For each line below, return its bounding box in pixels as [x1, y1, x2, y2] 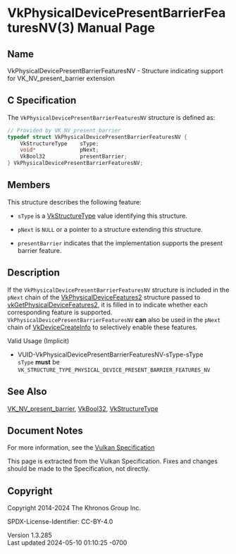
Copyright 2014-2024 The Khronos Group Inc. [7, 504, 141, 512]
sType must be [17, 357, 60, 366]
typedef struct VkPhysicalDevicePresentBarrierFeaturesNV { [7, 133, 188, 140]
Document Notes [7, 424, 83, 436]
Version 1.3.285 [7, 531, 52, 540]
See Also [7, 386, 47, 398]
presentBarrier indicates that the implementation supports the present [17, 238, 223, 247]
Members [7, 179, 51, 191]
